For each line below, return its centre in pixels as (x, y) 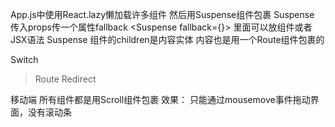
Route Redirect (65, 79)
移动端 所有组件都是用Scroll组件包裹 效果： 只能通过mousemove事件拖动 (160, 99)
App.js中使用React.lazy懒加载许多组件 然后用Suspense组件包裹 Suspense (162, 14)
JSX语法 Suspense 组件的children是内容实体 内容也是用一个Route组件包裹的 (167, 39)
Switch (24, 59)
